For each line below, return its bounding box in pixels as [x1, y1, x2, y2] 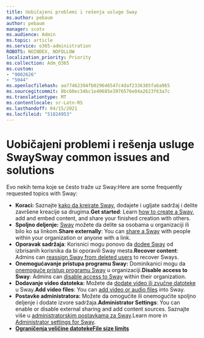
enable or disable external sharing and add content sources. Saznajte [15, 306, 190, 313]
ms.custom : [6, 65, 34, 72]
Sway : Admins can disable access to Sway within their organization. [15, 273, 187, 281]
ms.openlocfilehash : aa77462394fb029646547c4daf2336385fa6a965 [6, 83, 171, 89]
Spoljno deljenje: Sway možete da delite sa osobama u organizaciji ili [15, 221, 189, 229]
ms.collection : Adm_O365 [6, 60, 69, 66]
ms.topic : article [6, 37, 53, 43]
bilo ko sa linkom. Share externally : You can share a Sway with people [15, 228, 191, 235]
